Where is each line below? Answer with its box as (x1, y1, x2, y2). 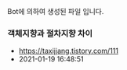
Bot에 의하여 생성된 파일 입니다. (7, 7, 104, 16)
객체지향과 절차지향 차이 (7, 28, 93, 39)
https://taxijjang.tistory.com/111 (18, 46, 119, 56)
